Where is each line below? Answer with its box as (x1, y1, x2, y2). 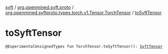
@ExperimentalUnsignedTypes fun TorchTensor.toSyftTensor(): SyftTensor (5, 44, 163, 49)
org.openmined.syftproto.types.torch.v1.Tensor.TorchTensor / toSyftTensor (5, 10, 162, 16)
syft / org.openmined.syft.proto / (5, 5, 74, 10)
